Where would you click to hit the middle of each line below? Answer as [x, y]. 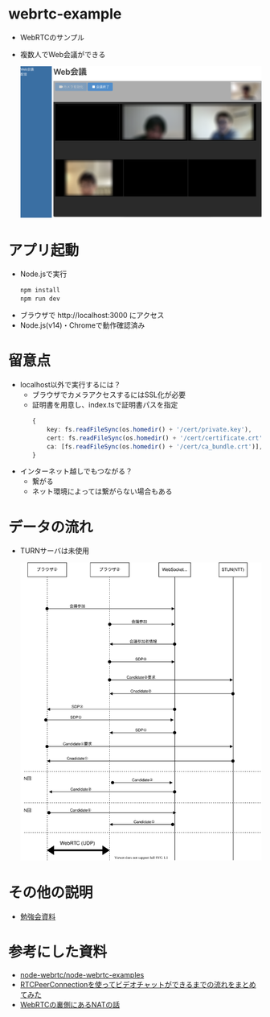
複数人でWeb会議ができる [63, 54]
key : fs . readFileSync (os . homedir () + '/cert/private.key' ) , [149, 429]
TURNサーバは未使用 [55, 551]
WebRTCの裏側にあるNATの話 [70, 1005]
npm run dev [40, 299]
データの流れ [51, 527]
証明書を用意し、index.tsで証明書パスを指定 [105, 405]
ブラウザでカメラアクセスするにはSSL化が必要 [109, 395]
